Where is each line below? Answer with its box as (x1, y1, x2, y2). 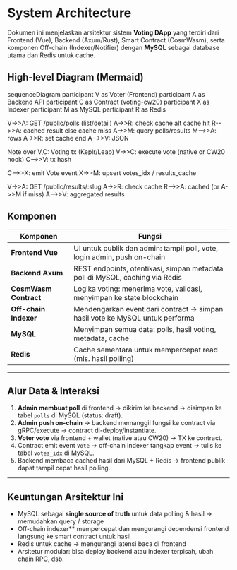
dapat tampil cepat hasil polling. (17, 464, 111, 473)
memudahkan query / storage (17, 517, 104, 526)
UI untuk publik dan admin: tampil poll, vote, (73, 243, 219, 253)
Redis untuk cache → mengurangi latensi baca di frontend (17, 540, 187, 548)
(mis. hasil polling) (73, 353, 135, 363)
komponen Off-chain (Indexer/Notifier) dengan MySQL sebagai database (7, 43, 220, 52)
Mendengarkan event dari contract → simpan (73, 304, 224, 314)
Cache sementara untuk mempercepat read (73, 345, 219, 355)
